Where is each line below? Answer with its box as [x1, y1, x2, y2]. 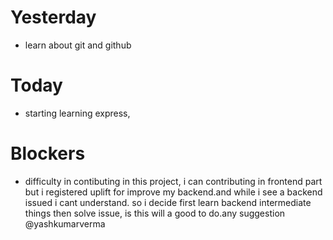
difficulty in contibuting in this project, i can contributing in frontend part [24, 175, 323, 187]
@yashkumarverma [24, 217, 106, 230]
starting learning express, [24, 107, 131, 119]
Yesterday [10, 6, 97, 29]
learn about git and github [24, 39, 132, 51]
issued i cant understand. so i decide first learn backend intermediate [24, 196, 312, 208]
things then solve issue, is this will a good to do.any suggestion [24, 207, 286, 219]
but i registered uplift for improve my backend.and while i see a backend [24, 186, 323, 198]
